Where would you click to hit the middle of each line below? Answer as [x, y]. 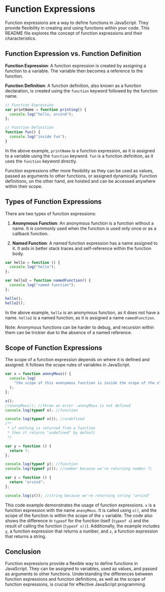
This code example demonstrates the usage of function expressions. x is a [80, 505]
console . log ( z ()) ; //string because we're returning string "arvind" [78, 495]
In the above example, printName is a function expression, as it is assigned [80, 150]
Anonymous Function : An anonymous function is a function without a [83, 223]
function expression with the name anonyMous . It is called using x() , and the [81, 510]
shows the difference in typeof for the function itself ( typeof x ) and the [77, 521]
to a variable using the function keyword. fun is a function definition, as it [79, 156]
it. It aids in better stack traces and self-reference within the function [82, 248]
